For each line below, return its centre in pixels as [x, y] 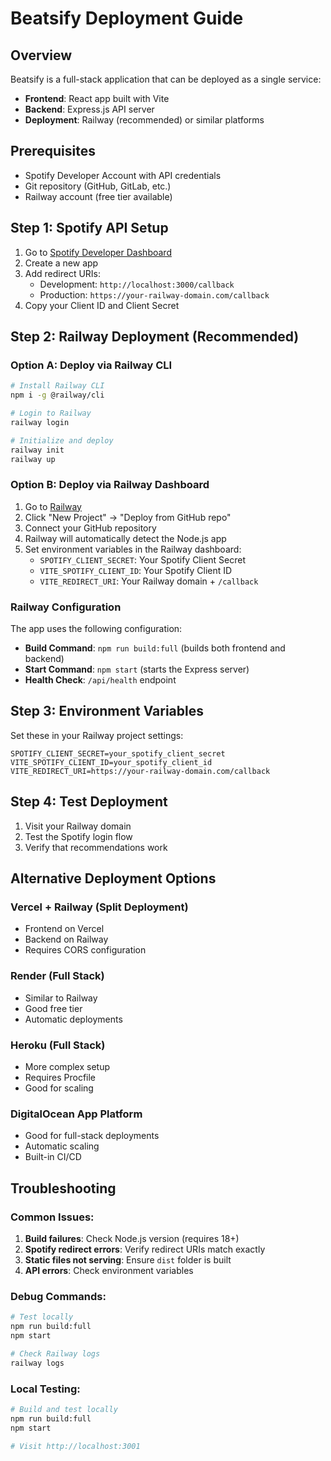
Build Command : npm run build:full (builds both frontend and [155, 648]
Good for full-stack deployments [92, 1136]
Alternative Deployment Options [113, 878]
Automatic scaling [62, 1146]
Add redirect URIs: [63, 273]
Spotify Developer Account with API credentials [123, 175]
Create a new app [61, 263]
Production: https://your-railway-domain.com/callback [154, 294]
